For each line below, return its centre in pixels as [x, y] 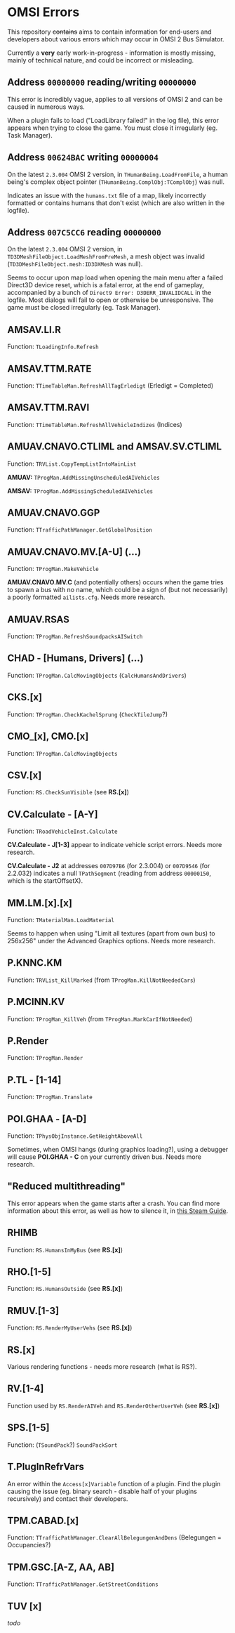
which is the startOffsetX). [45, 881]
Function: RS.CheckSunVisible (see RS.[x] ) [68, 792]
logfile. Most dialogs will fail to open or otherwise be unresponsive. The [110, 300]
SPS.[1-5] [28, 1428]
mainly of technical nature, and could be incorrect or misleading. [101, 60]
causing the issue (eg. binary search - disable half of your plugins [102, 1491]
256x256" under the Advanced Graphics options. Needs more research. [112, 940]
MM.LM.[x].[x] [40, 903]
